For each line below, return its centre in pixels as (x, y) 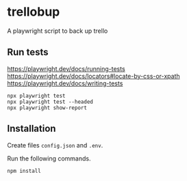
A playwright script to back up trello (58, 31)
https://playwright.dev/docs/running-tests (66, 68)
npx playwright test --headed (50, 102)
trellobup (34, 12)
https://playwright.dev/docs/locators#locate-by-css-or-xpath (93, 76)
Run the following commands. (49, 158)
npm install (24, 171)
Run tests (28, 52)
